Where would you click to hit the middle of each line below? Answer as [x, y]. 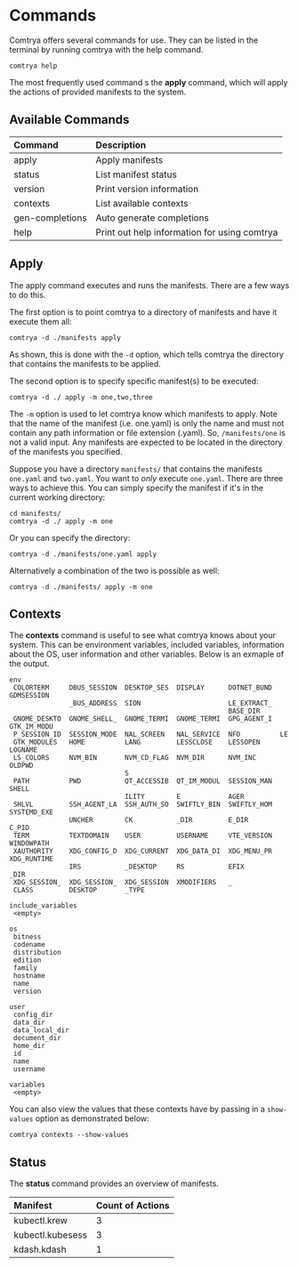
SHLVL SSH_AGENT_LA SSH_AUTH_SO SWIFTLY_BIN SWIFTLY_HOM [143, 805]
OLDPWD [21, 766]
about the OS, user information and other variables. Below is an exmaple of [147, 654]
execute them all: [41, 321]
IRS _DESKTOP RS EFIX [157, 867]
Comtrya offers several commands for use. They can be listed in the [134, 40]
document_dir [37, 1038]
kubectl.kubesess [50, 1235]
